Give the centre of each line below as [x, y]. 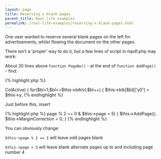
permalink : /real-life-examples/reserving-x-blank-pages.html [69, 23]
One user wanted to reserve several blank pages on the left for [68, 37]
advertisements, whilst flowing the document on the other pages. [70, 42]
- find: [11, 71]
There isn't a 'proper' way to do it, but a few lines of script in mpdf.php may [81, 51]
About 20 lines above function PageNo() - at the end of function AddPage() [81, 66]
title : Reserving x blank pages [38, 14]
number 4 [15, 152]
